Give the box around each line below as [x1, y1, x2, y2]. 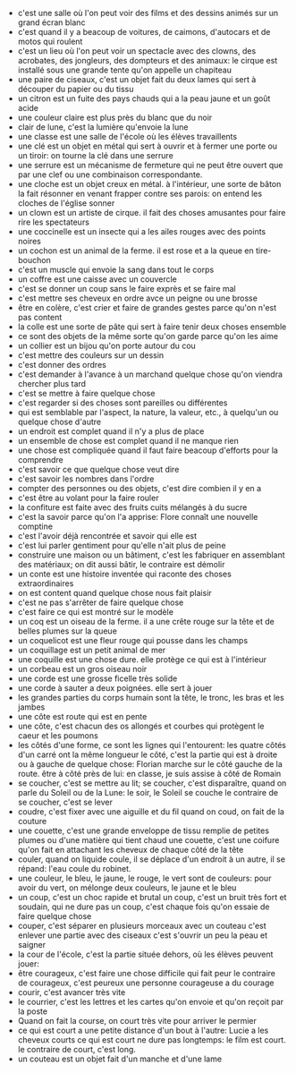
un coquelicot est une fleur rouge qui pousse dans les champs [17, 635, 249, 645]
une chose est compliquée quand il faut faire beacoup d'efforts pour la [17, 445, 279, 456]
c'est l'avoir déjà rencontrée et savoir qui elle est [17, 531, 198, 541]
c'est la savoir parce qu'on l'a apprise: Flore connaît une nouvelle [17, 512, 258, 522]
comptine [17, 521, 54, 532]
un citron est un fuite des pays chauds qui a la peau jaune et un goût [17, 93, 271, 104]
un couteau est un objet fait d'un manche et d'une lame [17, 1053, 222, 1064]
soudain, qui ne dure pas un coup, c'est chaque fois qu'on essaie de [17, 901, 270, 912]
